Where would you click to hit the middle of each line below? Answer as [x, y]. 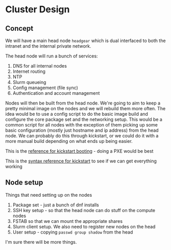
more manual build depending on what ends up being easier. [69, 141]
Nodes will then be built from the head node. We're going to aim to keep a [83, 103]
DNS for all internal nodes [40, 66]
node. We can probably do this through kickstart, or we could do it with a [82, 136]
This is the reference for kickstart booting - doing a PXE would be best [79, 151]
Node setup [24, 183]
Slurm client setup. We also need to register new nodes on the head [84, 226]
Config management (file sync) [45, 88]
